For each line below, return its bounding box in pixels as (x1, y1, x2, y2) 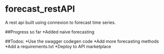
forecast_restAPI (5, 3, 75, 15)
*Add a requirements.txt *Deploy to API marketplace (5, 43, 111, 49)
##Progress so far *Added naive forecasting (5, 29, 95, 35)
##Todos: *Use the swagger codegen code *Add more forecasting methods (5, 38, 159, 44)
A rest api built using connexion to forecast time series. (5, 19, 116, 25)
